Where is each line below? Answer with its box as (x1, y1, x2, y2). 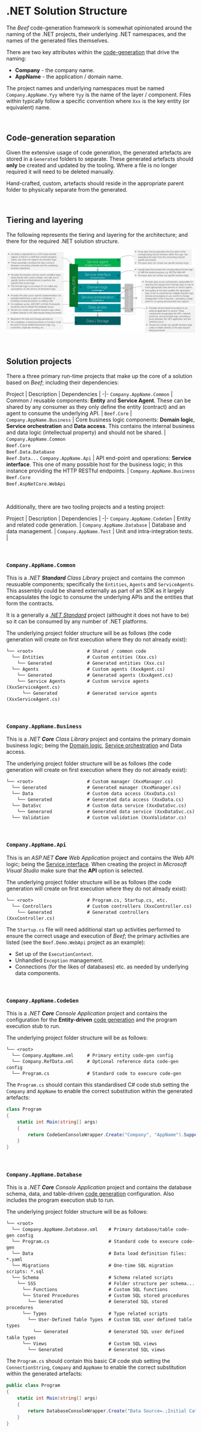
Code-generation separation (6, 133, 115, 143)
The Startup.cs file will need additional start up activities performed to (6, 926, 181, 933)
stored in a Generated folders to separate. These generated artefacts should (6, 155, 194, 162)
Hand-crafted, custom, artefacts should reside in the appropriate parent (6, 179, 185, 187)
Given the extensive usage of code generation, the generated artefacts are (6, 148, 191, 156)
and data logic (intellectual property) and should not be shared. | (6, 429, 167, 436)
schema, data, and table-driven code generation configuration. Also (6, 1190, 174, 1198)
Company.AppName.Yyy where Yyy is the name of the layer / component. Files (6, 91, 191, 98)
